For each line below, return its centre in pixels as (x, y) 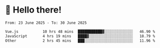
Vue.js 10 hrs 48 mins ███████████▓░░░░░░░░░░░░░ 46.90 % (80, 32)
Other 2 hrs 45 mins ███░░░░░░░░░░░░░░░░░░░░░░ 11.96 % (80, 41)
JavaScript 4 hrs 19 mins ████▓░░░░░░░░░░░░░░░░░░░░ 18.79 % (80, 36)
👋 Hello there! (33, 10)
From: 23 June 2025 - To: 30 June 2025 (46, 23)
